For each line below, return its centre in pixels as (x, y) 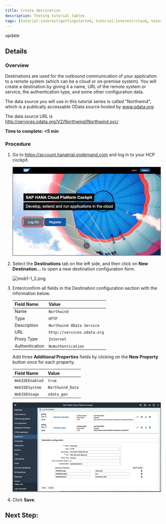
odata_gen (58, 394)
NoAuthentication (66, 346)
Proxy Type (26, 339)
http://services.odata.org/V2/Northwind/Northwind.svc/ (62, 122)
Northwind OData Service (74, 325)
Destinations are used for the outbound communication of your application (81, 76)
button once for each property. (44, 362)
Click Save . (24, 500)
